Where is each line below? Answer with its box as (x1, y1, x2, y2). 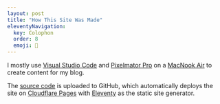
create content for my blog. (7, 68, 85, 76)
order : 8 (13, 36, 38, 43)
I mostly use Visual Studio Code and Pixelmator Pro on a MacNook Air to (7, 61, 212, 69)
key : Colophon (13, 29, 54, 37)
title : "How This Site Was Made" (7, 17, 103, 23)
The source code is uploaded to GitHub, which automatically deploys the (7, 82, 213, 90)
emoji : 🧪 (13, 42, 38, 49)
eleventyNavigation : (7, 23, 67, 30)
